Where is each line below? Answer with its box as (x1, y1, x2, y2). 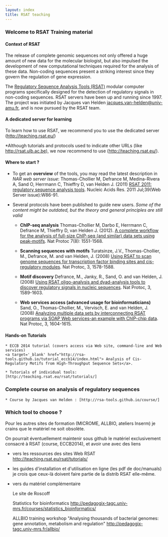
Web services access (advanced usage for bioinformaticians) (19, 300, 151, 306)
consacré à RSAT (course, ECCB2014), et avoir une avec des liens (5, 440, 141, 446)
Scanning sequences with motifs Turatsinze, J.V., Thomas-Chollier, (19, 248, 160, 254)
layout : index (5, 7, 35, 13)
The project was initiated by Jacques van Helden (5, 99, 106, 106)
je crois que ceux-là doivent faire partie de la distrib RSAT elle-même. (12, 471, 156, 477)
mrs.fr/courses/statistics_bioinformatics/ (12, 505, 96, 511)
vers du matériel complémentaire (12, 481, 81, 487)
